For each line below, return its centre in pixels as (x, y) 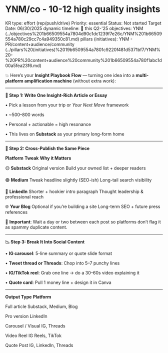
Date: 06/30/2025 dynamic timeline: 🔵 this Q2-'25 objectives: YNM (74, 28)
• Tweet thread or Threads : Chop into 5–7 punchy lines (62, 263)
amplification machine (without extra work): (70, 80)
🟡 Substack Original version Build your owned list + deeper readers (75, 168)
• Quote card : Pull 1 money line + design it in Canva (58, 282)
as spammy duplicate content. (36, 227)
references (16, 212)
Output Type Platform (28, 296)
